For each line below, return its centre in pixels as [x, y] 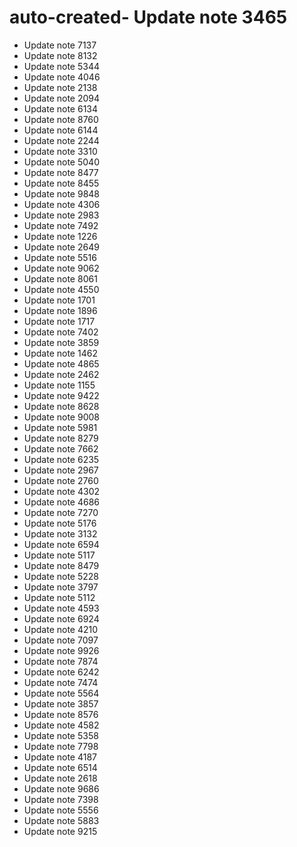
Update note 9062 [61, 268]
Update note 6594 [61, 544]
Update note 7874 [61, 661]
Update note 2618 [60, 778]
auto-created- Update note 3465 [148, 17]
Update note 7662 [61, 448]
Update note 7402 [61, 332]
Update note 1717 [59, 321]
